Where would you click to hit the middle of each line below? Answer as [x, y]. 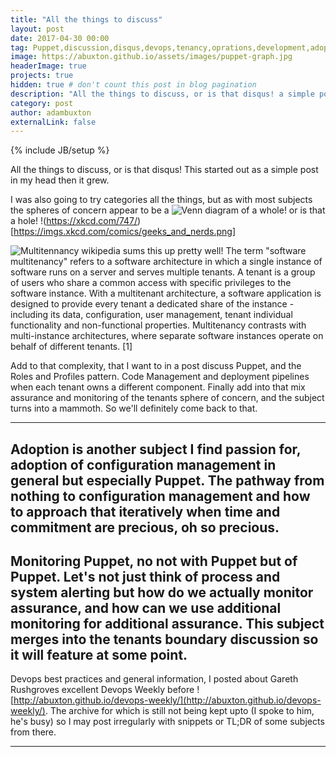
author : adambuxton [51, 112]
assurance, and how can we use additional [146, 608]
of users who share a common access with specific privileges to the [151, 283]
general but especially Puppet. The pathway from [167, 480]
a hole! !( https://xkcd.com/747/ [74, 221]
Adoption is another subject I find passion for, [156, 449]
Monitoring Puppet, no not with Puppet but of [154, 561]
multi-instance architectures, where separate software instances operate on [167, 336]
